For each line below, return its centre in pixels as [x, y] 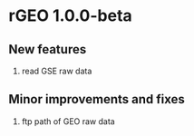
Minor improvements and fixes [97, 99]
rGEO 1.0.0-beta [70, 16]
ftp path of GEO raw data [68, 121]
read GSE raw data [57, 71]
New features [48, 49]
